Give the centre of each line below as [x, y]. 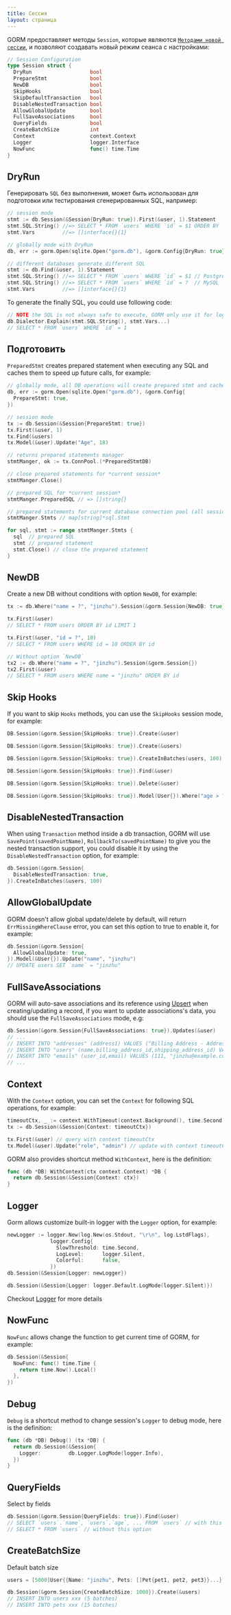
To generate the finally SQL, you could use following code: [90, 302]
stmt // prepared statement [53, 543]
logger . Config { [72, 1241]
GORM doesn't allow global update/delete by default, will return [97, 919]
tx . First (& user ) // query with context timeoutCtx [81, 1139]
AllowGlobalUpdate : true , [50, 953]
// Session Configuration [44, 59]
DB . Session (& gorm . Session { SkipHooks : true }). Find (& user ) [90, 771]
